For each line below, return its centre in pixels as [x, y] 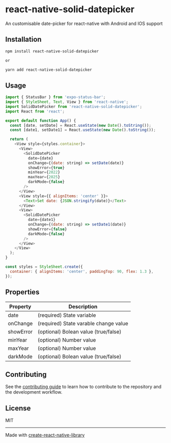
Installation [23, 39]
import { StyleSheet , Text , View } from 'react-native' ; [67, 102]
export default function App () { [41, 121]
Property [20, 307]
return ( [19, 139]
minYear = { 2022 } [44, 172]
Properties [22, 292]
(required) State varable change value [83, 323]
